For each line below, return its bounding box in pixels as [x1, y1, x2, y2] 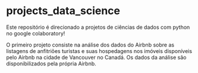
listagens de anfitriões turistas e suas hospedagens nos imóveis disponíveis [6, 47, 192, 54]
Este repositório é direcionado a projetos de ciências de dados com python [6, 24, 190, 31]
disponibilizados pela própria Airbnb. [6, 60, 96, 67]
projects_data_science [6, 4, 121, 18]
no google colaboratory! [6, 29, 65, 36]
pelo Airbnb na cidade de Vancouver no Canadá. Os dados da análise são [6, 54, 187, 61]
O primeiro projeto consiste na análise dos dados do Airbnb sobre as [6, 41, 174, 48]
